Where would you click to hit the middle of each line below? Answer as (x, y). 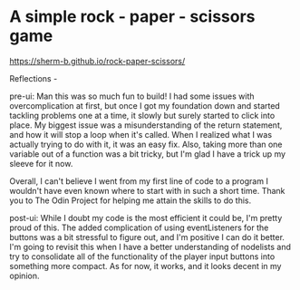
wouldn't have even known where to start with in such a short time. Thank (147, 190)
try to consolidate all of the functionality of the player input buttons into (142, 256)
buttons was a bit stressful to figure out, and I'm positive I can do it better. (147, 237)
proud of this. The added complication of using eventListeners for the (139, 227)
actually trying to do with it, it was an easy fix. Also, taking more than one (146, 144)
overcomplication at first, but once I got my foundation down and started (145, 105)
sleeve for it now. (41, 163)
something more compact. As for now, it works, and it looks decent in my (145, 266)
